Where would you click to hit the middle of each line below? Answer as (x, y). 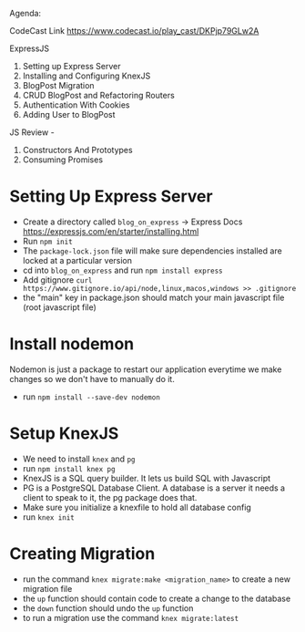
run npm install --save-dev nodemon (91, 397)
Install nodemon (72, 344)
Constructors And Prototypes (78, 150)
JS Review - (32, 132)
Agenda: (25, 13)
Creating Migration (82, 554)
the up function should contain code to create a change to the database (157, 598)
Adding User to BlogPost (69, 114)
